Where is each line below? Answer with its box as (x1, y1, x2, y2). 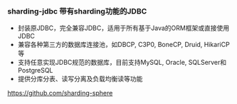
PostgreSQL (17, 66, 53, 75)
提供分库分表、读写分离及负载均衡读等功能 (17, 75, 143, 83)
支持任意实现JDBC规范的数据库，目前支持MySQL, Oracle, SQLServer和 (17, 58, 227, 67)
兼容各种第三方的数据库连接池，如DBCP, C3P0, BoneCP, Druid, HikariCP (17, 41, 230, 49)
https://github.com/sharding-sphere (7, 89, 113, 98)
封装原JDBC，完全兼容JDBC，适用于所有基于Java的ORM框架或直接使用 (17, 24, 230, 33)
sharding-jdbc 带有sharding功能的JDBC (7, 6, 147, 16)
